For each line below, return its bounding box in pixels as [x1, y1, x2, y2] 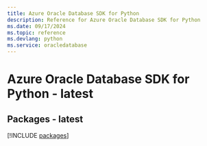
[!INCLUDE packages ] [7, 132, 69, 139]
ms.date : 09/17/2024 [7, 23, 66, 29]
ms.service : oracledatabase [7, 42, 88, 49]
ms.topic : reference [7, 29, 66, 36]
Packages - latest [7, 113, 84, 125]
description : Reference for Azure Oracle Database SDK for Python [7, 16, 201, 23]
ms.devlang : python [7, 36, 63, 42]
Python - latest [7, 86, 94, 101]
